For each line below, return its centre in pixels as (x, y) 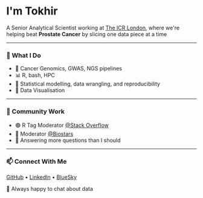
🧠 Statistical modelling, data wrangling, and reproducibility (87, 84)
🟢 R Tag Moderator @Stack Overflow (62, 125)
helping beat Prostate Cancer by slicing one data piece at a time (87, 34)
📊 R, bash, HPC (35, 75)
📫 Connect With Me (37, 162)
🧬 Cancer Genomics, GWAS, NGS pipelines (69, 69)
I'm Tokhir (32, 11)
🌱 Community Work (36, 111)
